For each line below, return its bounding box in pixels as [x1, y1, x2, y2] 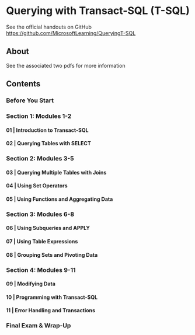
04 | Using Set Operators [6, 182, 68, 189]
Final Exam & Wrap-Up [6, 322, 71, 330]
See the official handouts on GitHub [6, 23, 92, 30]
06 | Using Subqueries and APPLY [6, 225, 90, 232]
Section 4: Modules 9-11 [6, 266, 76, 274]
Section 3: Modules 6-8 [6, 210, 75, 218]
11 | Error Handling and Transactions [6, 307, 95, 314]
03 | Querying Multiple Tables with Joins [6, 169, 107, 176]
